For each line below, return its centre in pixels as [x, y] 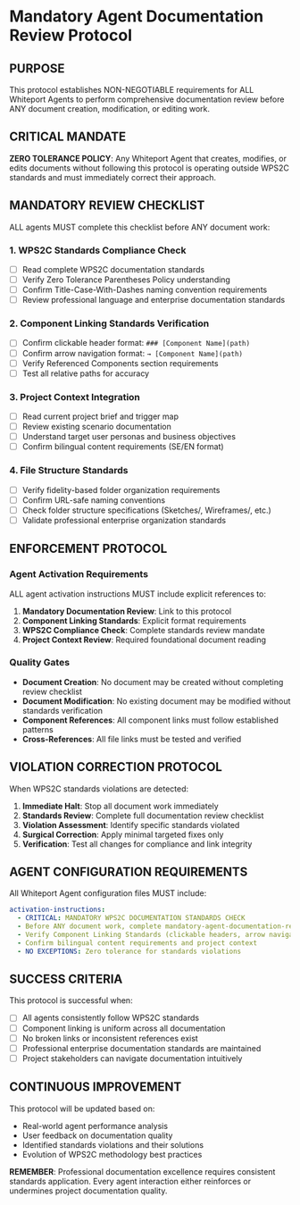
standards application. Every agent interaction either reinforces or [130, 1181]
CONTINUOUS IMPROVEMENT [96, 1087]
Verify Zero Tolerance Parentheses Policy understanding [126, 280]
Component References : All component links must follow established [150, 720]
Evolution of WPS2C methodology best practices [112, 1154]
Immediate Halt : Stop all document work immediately [120, 806]
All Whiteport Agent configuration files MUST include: [108, 893]
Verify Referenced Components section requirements [120, 363]
